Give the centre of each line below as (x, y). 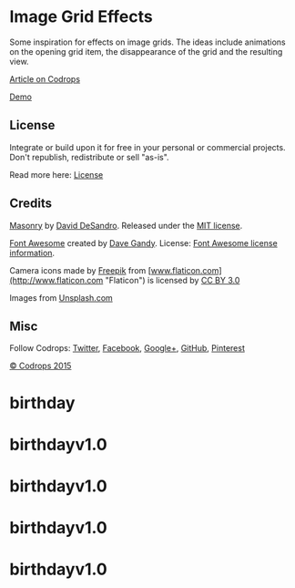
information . (32, 253)
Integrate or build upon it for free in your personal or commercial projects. (147, 147)
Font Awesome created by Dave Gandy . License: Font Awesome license (143, 242)
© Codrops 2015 (41, 366)
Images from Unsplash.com (61, 297)
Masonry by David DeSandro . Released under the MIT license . (126, 225)
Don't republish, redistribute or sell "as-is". (90, 157)
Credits (31, 204)
